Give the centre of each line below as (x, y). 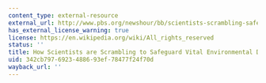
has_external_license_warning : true (68, 30)
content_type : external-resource (63, 15)
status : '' (26, 45)
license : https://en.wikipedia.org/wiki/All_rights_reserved (111, 38)
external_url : (32, 23)
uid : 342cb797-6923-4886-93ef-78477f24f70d (81, 60)
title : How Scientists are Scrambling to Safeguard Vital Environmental (131, 52)
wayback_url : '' (35, 67)
